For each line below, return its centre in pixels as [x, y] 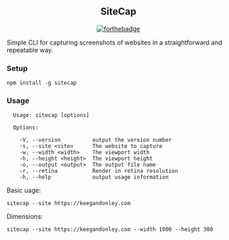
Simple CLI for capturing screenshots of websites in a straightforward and [114, 42]
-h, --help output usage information [94, 177]
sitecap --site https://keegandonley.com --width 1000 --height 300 [110, 229]
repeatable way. [30, 50]
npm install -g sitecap [42, 83]
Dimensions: [25, 217]
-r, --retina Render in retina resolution [99, 171]
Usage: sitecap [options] [51, 115]
